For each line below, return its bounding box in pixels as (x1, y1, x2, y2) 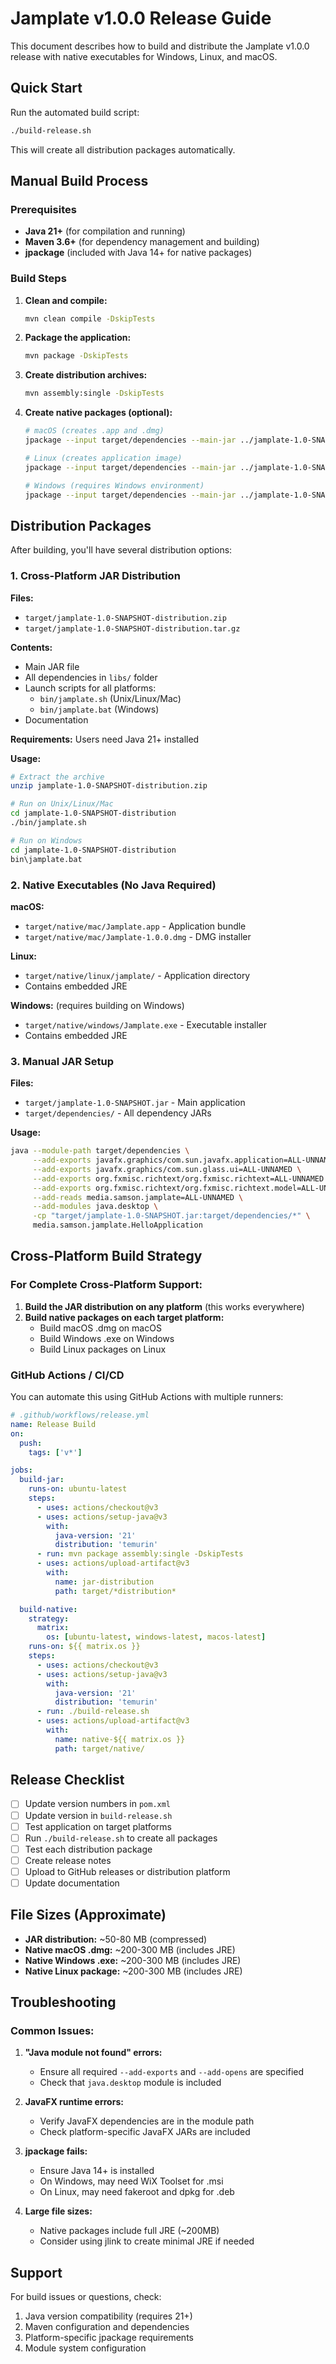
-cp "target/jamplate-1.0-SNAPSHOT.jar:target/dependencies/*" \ (32, 1211, 311, 1221)
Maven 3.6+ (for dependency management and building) (24, 236, 260, 248)
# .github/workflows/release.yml (10, 1410, 150, 1421)
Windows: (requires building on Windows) (10, 999, 185, 1011)
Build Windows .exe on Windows (39, 1332, 175, 1344)
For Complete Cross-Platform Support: (10, 1278, 203, 1292)
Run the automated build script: (10, 106, 140, 118)
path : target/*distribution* (54, 1586, 177, 1596)
